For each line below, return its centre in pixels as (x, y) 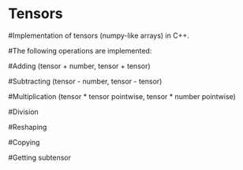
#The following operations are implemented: (80, 50)
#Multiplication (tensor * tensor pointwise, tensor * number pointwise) (122, 96)
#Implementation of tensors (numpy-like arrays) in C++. (99, 35)
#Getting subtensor (39, 157)
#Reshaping (28, 127)
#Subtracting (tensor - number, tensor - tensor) (85, 81)
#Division (24, 112)
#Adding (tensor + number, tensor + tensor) (80, 66)
